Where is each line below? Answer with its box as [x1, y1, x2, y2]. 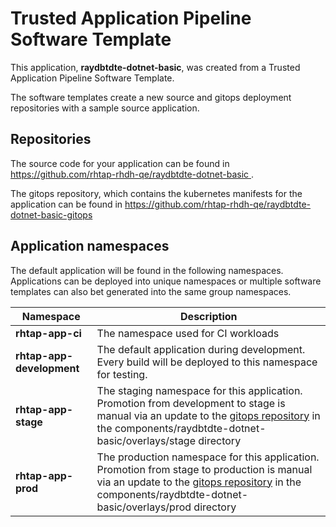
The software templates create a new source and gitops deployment [10, 91, 292, 103]
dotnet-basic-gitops [10, 208, 93, 221]
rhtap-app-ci [15, 326, 82, 340]
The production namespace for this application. [96, 450, 320, 464]
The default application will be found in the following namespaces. [10, 264, 284, 276]
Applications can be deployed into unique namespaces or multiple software [10, 275, 322, 287]
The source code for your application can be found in [10, 157, 230, 169]
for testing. [96, 367, 148, 381]
